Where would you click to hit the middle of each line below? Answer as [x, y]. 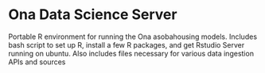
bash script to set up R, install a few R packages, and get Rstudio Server [127, 44]
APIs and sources [37, 62]
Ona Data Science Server [93, 15]
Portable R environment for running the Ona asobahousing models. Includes [132, 36]
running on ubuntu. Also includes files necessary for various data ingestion [131, 53]
